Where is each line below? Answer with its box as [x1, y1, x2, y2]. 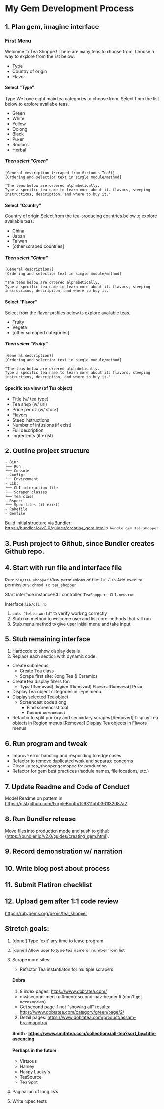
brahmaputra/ [19, 1019, 48, 1026]
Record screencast [27, 710, 65, 715]
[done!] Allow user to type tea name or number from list [12, 947, 125, 953]
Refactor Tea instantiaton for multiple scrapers [19, 966, 114, 972]
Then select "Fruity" [5, 341, 48, 347]
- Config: [5, 473, 26, 477]
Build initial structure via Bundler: [5, 520, 72, 526]
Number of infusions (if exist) [12, 422, 72, 428]
